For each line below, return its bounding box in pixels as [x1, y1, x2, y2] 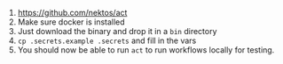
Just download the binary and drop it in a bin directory [17, 26, 217, 36]
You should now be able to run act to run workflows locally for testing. [17, 45, 275, 55]
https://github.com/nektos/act [17, 8, 128, 18]
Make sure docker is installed [17, 17, 126, 27]
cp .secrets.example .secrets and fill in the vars [17, 35, 197, 46]
